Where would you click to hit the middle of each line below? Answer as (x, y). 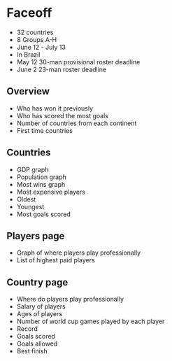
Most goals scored (43, 214)
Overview (28, 91)
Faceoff (29, 13)
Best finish (32, 351)
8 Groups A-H (37, 39)
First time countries (44, 130)
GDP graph (33, 169)
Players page (36, 236)
